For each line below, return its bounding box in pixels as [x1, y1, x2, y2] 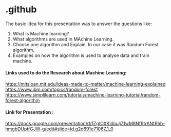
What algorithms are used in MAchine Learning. [12, 36, 114, 42]
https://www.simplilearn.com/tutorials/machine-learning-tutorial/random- [5, 92, 161, 98]
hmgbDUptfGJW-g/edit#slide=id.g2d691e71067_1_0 [5, 126, 114, 132]
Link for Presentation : [5, 109, 54, 115]
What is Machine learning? [12, 30, 69, 36]
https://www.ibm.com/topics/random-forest [5, 86, 98, 93]
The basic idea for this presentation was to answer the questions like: [5, 21, 153, 27]
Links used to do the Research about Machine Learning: [5, 69, 127, 75]
